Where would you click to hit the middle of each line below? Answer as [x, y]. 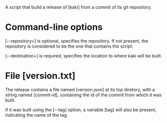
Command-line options [54, 27]
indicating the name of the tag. [37, 115]
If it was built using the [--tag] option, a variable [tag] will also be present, [81, 110]
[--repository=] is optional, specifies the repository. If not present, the [77, 41]
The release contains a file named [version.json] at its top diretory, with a [80, 89]
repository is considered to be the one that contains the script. [69, 46]
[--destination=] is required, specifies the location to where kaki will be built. [84, 56]
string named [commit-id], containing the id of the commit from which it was [83, 95]
